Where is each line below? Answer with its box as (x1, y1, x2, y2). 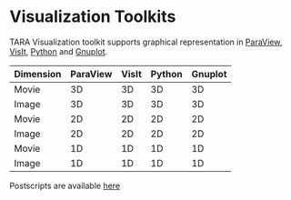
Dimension (14, 67, 62, 80)
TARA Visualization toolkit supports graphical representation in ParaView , (9, 36, 283, 47)
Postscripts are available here (9, 180, 121, 191)
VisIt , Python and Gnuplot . (9, 45, 108, 56)
